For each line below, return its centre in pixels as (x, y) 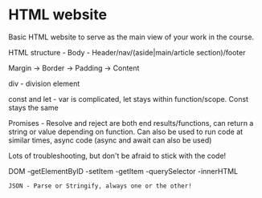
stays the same (33, 107)
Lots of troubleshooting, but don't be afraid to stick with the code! (117, 156)
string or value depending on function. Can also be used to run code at (126, 131)
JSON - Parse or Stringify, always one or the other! (100, 186)
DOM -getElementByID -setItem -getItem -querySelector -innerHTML (123, 171)
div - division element (44, 83)
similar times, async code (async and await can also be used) (110, 140)
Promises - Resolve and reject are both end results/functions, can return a (131, 123)
